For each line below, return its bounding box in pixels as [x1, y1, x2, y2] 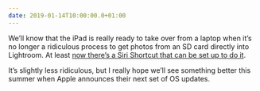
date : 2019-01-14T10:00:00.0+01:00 [8, 11, 126, 20]
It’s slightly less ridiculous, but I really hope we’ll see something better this [8, 65, 251, 75]
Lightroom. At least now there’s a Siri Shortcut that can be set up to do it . [8, 50, 246, 59]
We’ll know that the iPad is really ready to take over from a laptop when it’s [8, 33, 252, 43]
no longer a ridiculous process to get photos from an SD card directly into [8, 41, 250, 51]
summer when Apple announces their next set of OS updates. [8, 74, 211, 83]
